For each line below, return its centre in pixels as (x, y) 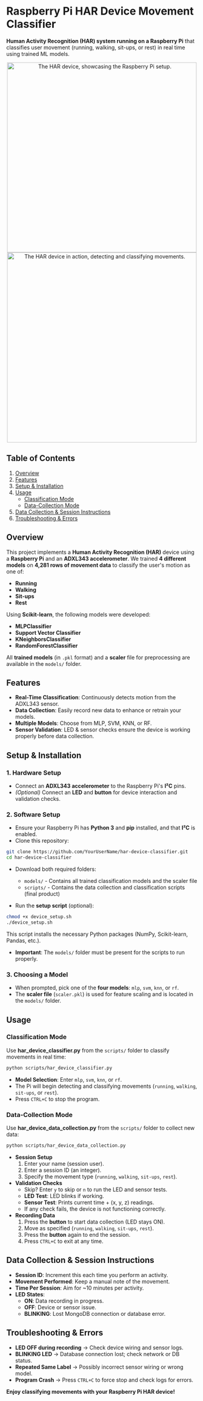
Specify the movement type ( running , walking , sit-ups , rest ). (101, 1176)
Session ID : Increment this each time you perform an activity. (92, 1275)
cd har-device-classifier (39, 858)
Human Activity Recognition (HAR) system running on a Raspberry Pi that (101, 41)
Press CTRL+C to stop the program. (57, 1099)
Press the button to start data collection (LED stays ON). (95, 1222)
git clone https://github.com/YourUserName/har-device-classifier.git (97, 852)
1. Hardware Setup (34, 772)
